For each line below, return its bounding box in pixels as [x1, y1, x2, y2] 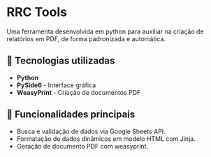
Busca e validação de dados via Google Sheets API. [16, 127, 166, 135]
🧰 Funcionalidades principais [6, 109, 136, 121]
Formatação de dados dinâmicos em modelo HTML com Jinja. [16, 134, 196, 143]
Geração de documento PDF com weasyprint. [16, 142, 148, 150]
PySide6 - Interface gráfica [16, 81, 96, 89]
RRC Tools [6, 4, 68, 20]
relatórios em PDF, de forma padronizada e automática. [6, 34, 166, 43]
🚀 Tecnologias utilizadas [6, 55, 115, 67]
